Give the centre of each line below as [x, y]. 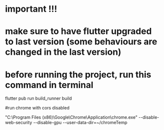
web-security [19, 123]
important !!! [31, 9]
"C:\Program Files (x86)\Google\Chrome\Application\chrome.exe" [71, 117]
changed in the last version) [63, 52]
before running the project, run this [78, 75]
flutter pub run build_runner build [39, 98]
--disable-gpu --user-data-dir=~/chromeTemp [80, 123]
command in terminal [49, 85]
